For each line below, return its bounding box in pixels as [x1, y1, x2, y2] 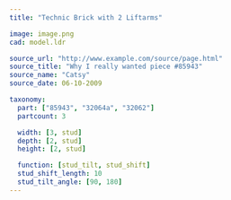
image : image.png [9, 29, 75, 39]
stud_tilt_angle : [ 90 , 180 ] [17, 178, 123, 187]
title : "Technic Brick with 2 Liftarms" [9, 13, 164, 22]
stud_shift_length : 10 [17, 170, 102, 178]
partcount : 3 [17, 111, 67, 121]
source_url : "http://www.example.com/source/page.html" [9, 54, 223, 63]
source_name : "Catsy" [9, 71, 91, 80]
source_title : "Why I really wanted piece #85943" [9, 62, 203, 72]
